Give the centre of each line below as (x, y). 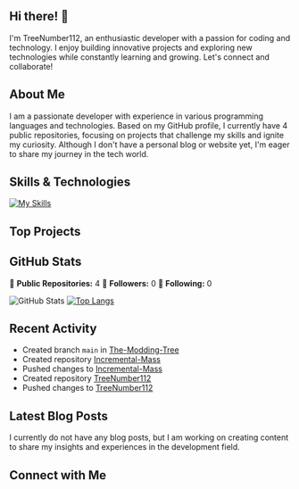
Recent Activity (53, 329)
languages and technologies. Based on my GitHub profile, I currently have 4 (149, 125)
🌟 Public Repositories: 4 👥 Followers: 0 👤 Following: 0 (111, 283)
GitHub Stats (46, 262)
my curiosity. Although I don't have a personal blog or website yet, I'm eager (149, 145)
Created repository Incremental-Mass (91, 360)
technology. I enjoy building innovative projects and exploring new (131, 47)
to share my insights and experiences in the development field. (125, 447)
